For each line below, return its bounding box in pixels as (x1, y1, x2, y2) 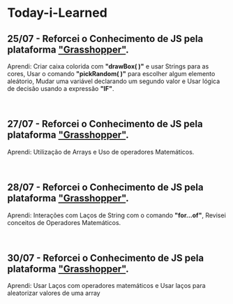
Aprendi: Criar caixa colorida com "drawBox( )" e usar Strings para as (7, 62, 209, 71)
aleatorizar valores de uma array (7, 289, 100, 298)
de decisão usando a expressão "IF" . (7, 85, 114, 92)
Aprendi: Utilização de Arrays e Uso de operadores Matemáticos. (7, 147, 195, 156)
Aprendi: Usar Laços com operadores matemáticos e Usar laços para (7, 282, 206, 290)
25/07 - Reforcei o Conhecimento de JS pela (7, 33, 204, 45)
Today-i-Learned (7, 5, 108, 21)
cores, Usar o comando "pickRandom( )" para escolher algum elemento (7, 70, 216, 78)
